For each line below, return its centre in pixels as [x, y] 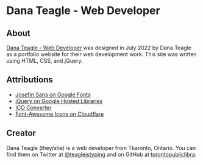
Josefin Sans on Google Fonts [53, 94]
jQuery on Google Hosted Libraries [59, 101]
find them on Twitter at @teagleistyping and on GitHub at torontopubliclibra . [101, 154]
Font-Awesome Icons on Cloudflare [59, 114]
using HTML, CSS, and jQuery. [45, 61]
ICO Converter [33, 107]
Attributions [30, 80]
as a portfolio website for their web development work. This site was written [101, 54]
